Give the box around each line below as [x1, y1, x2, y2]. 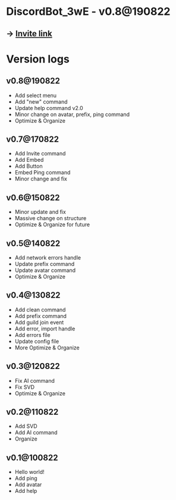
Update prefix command [14, 261, 75, 268]
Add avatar [14, 481, 42, 488]
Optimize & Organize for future [14, 221, 90, 228]
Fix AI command [14, 377, 55, 384]
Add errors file [14, 331, 51, 338]
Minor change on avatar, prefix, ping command [14, 111, 130, 118]
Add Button [14, 162, 43, 170]
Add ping [14, 475, 37, 482]
